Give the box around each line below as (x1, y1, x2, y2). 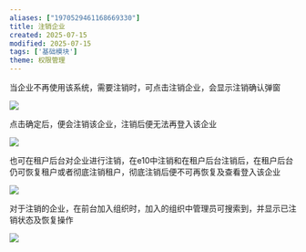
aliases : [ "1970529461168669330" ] (9, 13, 141, 23)
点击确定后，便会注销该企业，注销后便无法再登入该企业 (9, 119, 217, 129)
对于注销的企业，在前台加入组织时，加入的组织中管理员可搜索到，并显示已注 (9, 203, 297, 214)
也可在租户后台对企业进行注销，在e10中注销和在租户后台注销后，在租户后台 (9, 155, 294, 165)
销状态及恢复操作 (9, 215, 74, 225)
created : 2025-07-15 (9, 30, 88, 39)
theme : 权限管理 (9, 56, 66, 65)
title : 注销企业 (9, 22, 66, 31)
